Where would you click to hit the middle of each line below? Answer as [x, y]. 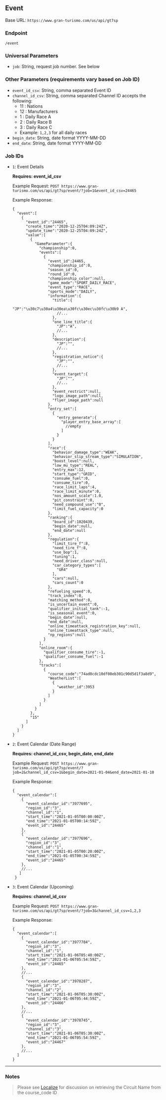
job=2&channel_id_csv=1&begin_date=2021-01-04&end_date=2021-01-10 [83, 772]
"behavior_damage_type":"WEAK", [85, 452]
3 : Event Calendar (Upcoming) [43, 887]
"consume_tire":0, [71, 483]
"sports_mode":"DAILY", [72, 292]
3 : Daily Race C [36, 127]
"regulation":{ [63, 539]
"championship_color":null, [77, 279]
